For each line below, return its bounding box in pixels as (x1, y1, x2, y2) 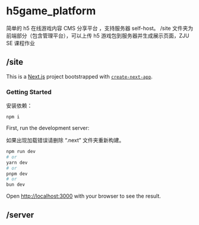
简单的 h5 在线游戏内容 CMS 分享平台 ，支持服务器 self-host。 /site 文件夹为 (6, 24, 194, 32)
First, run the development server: (6, 124, 90, 132)
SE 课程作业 (6, 39, 36, 46)
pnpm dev (6, 171, 28, 177)
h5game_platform (6, 4, 96, 18)
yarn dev (6, 160, 28, 165)
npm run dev (6, 149, 36, 155)
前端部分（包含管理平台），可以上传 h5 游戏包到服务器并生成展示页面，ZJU (6, 32, 189, 39)
